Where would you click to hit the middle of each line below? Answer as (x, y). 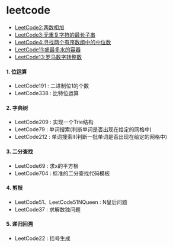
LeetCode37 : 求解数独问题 (48, 209)
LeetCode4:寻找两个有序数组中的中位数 (63, 42)
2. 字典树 (17, 108)
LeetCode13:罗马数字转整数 (48, 57)
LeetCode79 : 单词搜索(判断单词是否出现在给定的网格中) (83, 129)
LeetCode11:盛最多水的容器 (48, 49)
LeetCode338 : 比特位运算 (47, 93)
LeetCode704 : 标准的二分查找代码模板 (62, 173)
